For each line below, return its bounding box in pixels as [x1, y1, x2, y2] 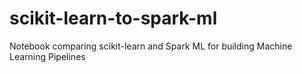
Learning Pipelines [9, 50, 86, 62]
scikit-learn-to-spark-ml [9, 7, 218, 30]
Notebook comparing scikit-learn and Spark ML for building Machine [9, 40, 293, 52]
